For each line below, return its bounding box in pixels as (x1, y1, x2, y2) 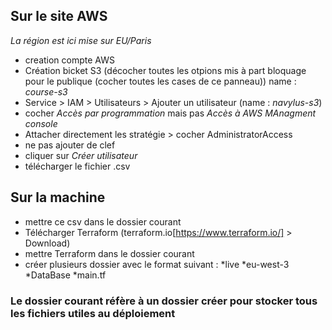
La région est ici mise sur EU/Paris (10, 34, 152, 46)
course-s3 (24, 85, 68, 98)
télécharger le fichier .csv (24, 160, 131, 172)
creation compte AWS (24, 54, 115, 66)
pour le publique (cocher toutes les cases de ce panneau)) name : (24, 75, 297, 87)
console (24, 117, 58, 129)
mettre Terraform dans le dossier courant (24, 247, 195, 259)
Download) (24, 237, 71, 249)
